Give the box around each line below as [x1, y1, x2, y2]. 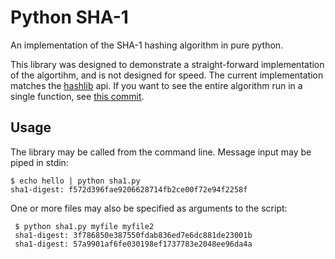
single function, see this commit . [10, 90, 145, 102]
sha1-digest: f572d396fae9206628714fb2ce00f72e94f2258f [10, 184, 248, 195]
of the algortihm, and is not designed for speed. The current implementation [10, 69, 324, 81]
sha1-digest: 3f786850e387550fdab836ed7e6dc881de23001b [14, 230, 253, 240]
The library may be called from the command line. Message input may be [10, 146, 312, 158]
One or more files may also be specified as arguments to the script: [10, 202, 288, 214]
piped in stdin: [10, 156, 69, 168]
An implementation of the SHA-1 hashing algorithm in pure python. [10, 39, 284, 51]
